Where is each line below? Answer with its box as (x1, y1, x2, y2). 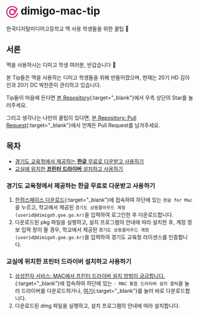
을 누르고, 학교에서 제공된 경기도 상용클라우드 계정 (14, 204, 126, 211)
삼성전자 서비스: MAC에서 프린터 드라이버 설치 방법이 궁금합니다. (14, 272, 166, 279)
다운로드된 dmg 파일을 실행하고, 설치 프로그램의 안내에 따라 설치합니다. (14, 302, 181, 309)
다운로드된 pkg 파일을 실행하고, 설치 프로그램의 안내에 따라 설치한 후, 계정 (14, 219, 186, 226)
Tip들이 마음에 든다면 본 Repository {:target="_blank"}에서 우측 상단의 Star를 (6, 94, 187, 101)
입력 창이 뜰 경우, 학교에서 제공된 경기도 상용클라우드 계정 (21, 226, 150, 233)
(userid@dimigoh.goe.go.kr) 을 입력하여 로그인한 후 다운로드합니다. (14, 211, 174, 218)
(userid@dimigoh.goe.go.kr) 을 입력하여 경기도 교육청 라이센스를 (14, 234, 167, 241)
